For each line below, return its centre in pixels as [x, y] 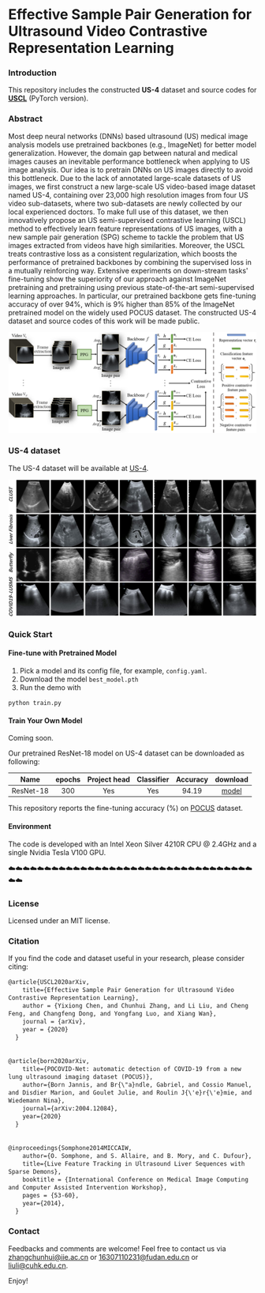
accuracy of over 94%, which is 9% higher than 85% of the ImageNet [121, 304]
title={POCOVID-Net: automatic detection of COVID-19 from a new [132, 1069]
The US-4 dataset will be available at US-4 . [78, 468]
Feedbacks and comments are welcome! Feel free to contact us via [117, 1248]
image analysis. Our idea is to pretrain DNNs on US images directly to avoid [131, 170]
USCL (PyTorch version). [49, 98]
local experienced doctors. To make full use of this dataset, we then [118, 212]
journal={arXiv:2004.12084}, [70, 1109]
